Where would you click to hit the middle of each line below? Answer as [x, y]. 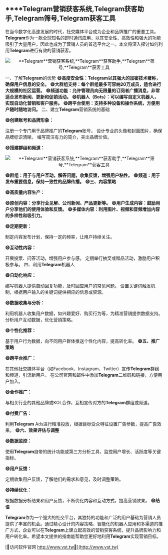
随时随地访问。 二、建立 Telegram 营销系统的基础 [59, 109]
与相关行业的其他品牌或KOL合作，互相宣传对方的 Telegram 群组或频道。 [79, 402]
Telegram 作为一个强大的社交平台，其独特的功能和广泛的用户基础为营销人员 [83, 517]
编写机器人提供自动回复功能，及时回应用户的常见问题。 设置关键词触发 [78, 286]
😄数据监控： [18, 440]
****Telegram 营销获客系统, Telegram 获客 [71, 9]
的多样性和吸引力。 [25, 215]
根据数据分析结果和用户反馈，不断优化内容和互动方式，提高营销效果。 [77, 500]
